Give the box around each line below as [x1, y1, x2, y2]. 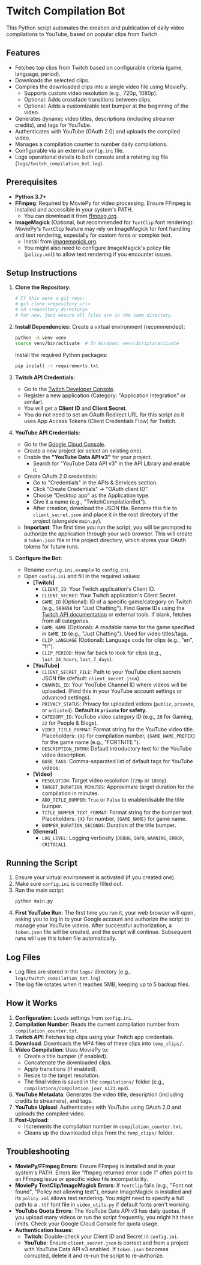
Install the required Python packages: [14, 351, 108, 358]
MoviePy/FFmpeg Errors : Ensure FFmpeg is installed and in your [14, 1162, 176, 1169]
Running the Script [6, 858, 78, 868]
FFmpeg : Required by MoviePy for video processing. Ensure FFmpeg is [14, 200, 191, 207]
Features [6, 48, 40, 58]
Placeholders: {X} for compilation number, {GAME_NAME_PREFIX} [41, 732, 196, 739]
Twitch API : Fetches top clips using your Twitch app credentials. [14, 1033, 175, 1040]
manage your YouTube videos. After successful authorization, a [14, 922, 172, 929]
